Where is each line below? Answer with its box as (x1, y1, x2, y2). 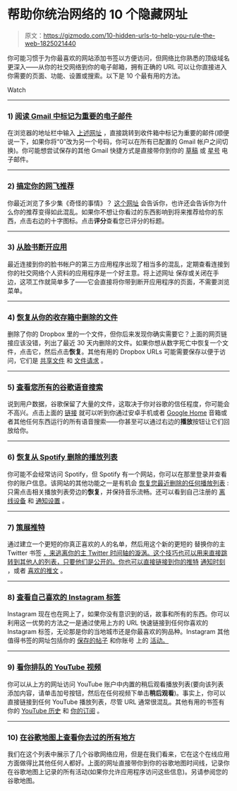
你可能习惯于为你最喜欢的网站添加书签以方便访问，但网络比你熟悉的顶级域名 (7, 54, 230, 62)
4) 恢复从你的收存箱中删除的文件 (7, 312, 119, 322)
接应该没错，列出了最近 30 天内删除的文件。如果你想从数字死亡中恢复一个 (7, 339, 223, 347)
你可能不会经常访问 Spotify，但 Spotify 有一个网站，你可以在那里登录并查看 (7, 470, 227, 478)
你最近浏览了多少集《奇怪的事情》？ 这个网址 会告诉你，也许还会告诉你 (7, 199, 215, 207)
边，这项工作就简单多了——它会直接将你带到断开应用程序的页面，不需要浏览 (7, 277, 230, 286)
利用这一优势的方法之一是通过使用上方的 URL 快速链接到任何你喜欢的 (7, 618, 209, 627)
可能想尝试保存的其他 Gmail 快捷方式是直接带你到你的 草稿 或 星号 (28, 146, 221, 155)
